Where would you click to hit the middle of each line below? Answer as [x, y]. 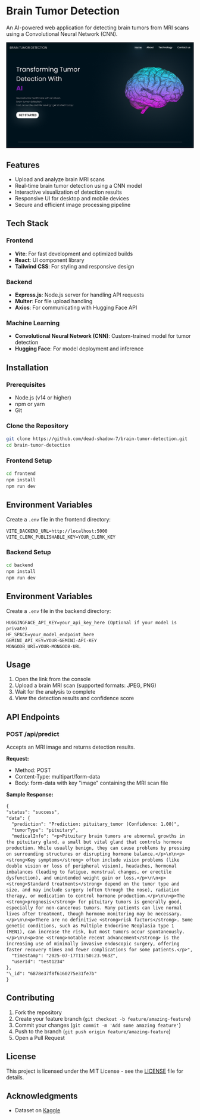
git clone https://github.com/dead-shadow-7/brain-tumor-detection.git [97, 439]
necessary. [169, 914]
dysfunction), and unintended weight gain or [63, 878]
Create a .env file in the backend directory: [59, 611]
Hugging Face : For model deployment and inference [79, 349]
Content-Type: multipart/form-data [57, 777]
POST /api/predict [33, 734]
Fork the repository [38, 1012]
